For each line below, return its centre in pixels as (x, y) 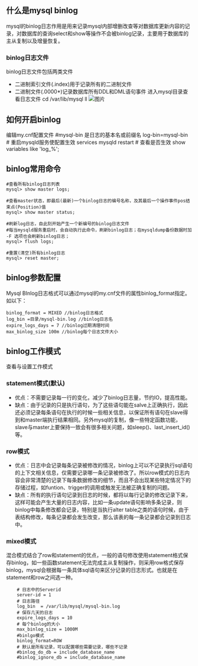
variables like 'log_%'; (33, 149)
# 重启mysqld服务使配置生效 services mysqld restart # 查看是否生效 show (96, 142)
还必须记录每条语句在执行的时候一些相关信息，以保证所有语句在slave (99, 412)
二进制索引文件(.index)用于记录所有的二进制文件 (73, 84)
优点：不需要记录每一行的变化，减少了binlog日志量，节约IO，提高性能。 (103, 397)
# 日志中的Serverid (39, 590)
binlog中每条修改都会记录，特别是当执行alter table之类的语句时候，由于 (102, 509)
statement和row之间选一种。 (41, 577)
